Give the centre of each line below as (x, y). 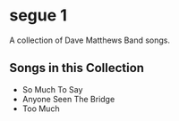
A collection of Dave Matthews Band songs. (89, 40)
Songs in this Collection (77, 68)
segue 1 (38, 16)
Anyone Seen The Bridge (68, 99)
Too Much (41, 109)
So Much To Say (52, 89)
